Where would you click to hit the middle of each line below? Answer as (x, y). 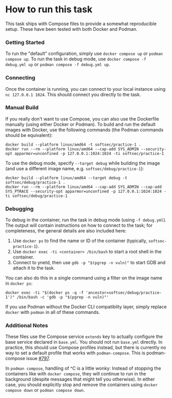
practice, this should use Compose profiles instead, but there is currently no (86, 348)
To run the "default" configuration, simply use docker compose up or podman (84, 54)
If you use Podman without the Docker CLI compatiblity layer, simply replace (86, 307)
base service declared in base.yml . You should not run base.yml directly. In (84, 342)
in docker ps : (19, 284)
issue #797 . (38, 359)
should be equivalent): (29, 135)
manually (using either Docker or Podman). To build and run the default (80, 124)
